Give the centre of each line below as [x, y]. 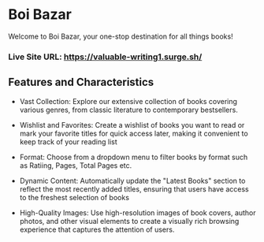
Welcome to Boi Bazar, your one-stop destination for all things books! [121, 36]
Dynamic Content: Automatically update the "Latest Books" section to [132, 181]
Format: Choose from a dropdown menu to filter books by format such [134, 157]
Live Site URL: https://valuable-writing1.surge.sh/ [105, 57]
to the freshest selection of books [74, 197]
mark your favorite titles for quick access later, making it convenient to [134, 133]
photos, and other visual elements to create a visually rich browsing [129, 221]
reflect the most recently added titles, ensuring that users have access [134, 189]
